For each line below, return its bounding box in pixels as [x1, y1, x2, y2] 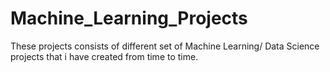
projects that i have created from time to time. [10, 50, 199, 62]
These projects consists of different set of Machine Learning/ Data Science [10, 40, 320, 52]
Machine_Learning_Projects [10, 7, 248, 30]
